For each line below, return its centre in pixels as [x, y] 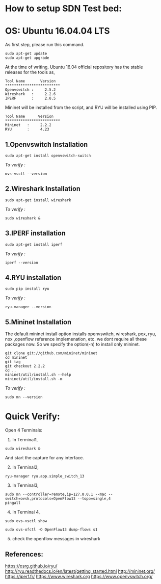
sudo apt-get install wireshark [38, 200]
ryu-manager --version [28, 307]
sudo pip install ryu [27, 289]
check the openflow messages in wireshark [56, 539]
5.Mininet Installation [38, 322]
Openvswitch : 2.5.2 [30, 90]
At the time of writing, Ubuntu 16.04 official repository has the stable [74, 67]
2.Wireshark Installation [43, 189]
